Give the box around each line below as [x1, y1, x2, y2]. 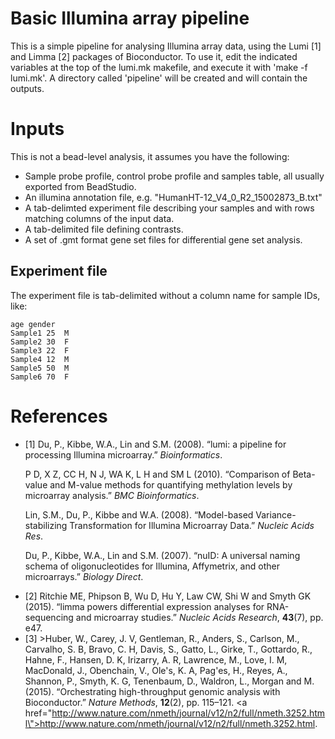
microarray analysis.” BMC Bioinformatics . [24, 489, 200, 501]
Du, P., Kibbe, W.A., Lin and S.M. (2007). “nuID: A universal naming [24, 549, 301, 561]
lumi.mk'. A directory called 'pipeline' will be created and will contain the [10, 72, 308, 84]
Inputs [10, 118, 65, 141]
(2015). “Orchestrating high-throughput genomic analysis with [24, 685, 281, 697]
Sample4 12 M [10, 354, 70, 364]
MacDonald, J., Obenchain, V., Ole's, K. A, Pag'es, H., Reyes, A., [24, 664, 288, 676]
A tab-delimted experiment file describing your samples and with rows [24, 202, 315, 214]
